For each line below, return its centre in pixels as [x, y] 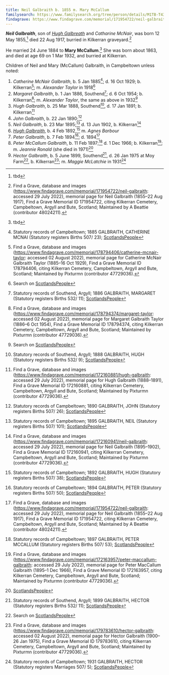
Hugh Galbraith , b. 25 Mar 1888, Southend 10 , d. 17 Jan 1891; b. [77, 105]
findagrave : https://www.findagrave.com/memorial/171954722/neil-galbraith [87, 19]
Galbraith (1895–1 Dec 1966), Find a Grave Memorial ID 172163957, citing [88, 570]
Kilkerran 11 [24, 112]
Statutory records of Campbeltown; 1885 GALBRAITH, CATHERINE [81, 232]
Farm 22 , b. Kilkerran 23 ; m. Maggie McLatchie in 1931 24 [69, 161]
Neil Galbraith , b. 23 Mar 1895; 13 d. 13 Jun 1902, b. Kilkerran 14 [77, 124]
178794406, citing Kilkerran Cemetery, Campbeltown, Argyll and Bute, [85, 268]
